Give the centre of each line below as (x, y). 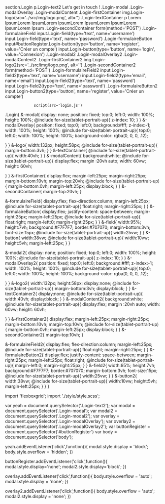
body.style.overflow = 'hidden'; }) (39, 452)
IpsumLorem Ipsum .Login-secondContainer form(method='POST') (73, 28)
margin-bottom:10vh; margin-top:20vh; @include (55, 181)
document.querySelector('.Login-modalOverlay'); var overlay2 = (70, 421)
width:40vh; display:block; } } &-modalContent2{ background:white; (74, 299)
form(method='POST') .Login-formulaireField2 (52, 70)
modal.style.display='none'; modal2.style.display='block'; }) (66, 467)
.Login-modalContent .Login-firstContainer (78, 12)
